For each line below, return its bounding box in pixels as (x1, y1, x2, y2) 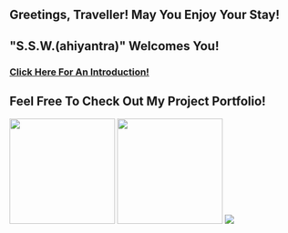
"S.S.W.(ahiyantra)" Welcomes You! (9, 38, 220, 54)
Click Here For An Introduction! (9, 66, 150, 78)
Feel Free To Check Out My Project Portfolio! (9, 94, 266, 109)
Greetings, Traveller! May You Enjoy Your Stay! (9, 7, 281, 23)
